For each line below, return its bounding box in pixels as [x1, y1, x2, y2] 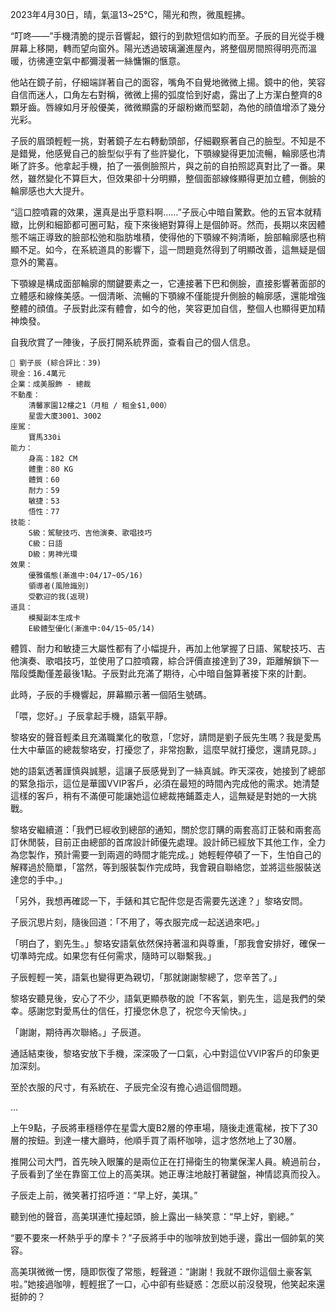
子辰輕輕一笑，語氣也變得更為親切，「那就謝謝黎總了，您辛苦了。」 [10, 971, 282, 983]
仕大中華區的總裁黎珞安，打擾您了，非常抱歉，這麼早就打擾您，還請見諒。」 [10, 744, 322, 755]
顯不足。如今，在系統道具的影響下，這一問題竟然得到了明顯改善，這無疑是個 [10, 244, 326, 255]
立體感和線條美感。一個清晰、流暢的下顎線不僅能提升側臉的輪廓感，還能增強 [10, 290, 326, 302]
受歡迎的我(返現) [28, 592, 90, 602]
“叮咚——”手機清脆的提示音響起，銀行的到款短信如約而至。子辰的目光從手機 [10, 30, 325, 42]
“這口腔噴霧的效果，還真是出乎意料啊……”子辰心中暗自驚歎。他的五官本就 [10, 206, 313, 218]
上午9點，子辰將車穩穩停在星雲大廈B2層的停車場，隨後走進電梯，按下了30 [10, 1122, 318, 1133]
